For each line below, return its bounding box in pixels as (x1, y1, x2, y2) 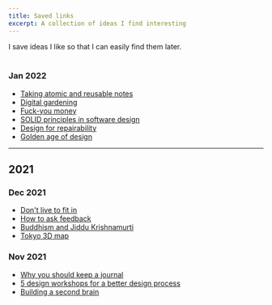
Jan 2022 (8, 70, 47, 82)
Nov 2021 (8, 252, 47, 263)
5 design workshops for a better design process (19, 278, 181, 288)
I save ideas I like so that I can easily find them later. (8, 41, 182, 51)
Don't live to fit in (19, 205, 78, 215)
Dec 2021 (8, 187, 46, 198)
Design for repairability (19, 123, 97, 133)
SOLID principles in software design (19, 114, 140, 124)
